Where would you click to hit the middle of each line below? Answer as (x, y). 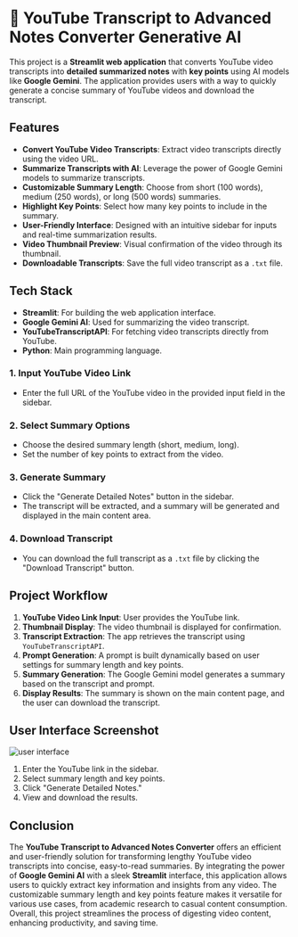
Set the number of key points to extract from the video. (123, 455)
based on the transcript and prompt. (89, 683)
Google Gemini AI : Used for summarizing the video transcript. (136, 322)
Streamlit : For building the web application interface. (119, 312)
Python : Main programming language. (92, 350)
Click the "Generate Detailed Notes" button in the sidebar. (128, 497)
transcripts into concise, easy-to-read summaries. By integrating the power (147, 866)
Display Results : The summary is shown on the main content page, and (153, 693)
